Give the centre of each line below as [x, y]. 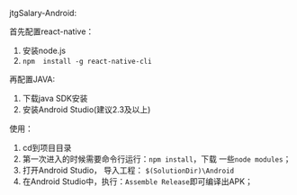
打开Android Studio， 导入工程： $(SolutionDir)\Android [128, 170]
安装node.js [44, 50]
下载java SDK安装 [55, 98]
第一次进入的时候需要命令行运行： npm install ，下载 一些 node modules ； [157, 159]
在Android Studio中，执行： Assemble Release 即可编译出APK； [138, 182]
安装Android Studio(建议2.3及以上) [86, 110]
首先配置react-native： [52, 31]
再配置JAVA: [32, 79]
